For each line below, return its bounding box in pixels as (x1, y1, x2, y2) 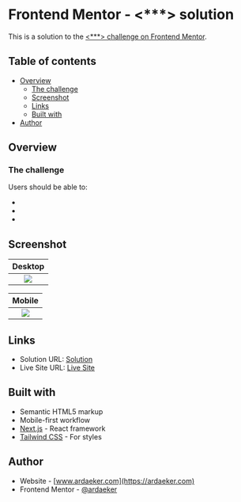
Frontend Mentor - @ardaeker (19, 485, 118, 494)
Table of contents (8, 55, 96, 68)
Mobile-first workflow (19, 415, 91, 424)
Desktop (12, 261, 45, 272)
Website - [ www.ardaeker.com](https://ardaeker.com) (19, 476, 195, 485)
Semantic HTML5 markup (19, 406, 104, 416)
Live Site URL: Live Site (19, 363, 96, 373)
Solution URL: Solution (19, 355, 93, 364)
